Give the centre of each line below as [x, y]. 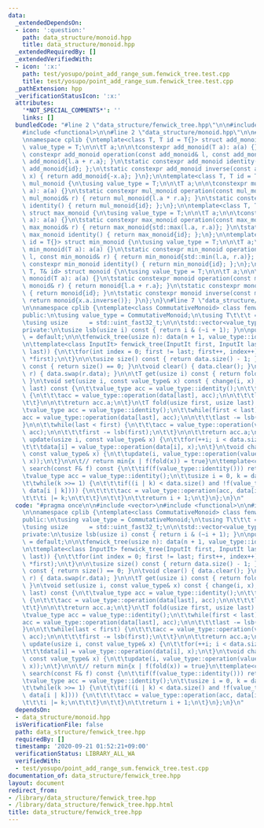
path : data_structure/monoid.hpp [77, 37]
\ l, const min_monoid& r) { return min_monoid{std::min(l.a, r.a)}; [139, 256]
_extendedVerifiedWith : [54, 60]
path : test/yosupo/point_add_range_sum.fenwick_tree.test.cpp [126, 74]
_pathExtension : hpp [49, 88]
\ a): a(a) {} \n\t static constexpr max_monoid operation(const [128, 220]
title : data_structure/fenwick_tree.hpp [75, 812]
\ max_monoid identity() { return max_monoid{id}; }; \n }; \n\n [126, 235]
